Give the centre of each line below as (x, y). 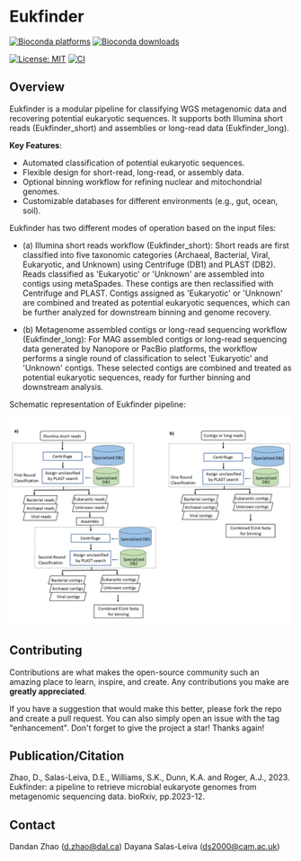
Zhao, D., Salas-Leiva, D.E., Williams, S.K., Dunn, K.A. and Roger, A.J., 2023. (150, 777)
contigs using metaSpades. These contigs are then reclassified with (148, 283)
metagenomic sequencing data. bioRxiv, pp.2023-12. (107, 796)
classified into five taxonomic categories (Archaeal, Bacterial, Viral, (146, 254)
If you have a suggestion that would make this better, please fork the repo (146, 708)
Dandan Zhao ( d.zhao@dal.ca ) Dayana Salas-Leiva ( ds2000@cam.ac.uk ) (145, 847)
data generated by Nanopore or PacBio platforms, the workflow (140, 349)
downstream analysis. (63, 386)
